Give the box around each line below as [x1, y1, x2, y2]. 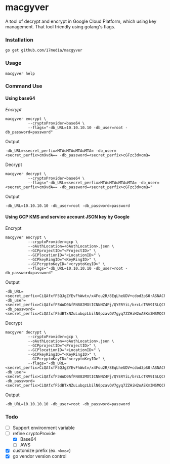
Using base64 [5, 95, 35, 101]
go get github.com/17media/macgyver [5, 48, 82, 53]
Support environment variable [12, 425, 75, 431]
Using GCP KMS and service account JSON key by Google [5, 214, 130, 220]
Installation [5, 36, 34, 43]
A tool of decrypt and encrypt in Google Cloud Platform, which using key [5, 18, 157, 24]
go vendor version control [12, 453, 67, 459]
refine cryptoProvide [12, 431, 56, 437]
